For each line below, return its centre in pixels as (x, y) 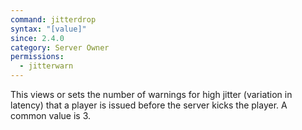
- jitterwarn (46, 66)
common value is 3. (51, 115)
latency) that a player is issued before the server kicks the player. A (149, 105)
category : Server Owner (60, 47)
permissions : (37, 57)
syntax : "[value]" (48, 29)
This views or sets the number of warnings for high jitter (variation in (151, 94)
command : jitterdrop (53, 19)
